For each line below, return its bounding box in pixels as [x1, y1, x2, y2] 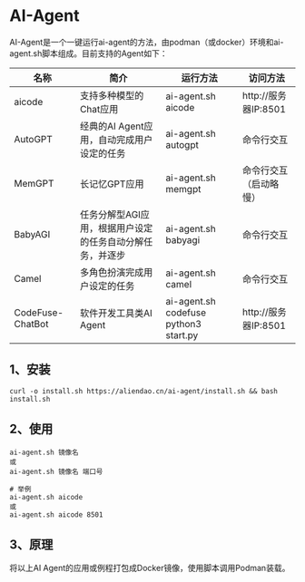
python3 [165, 317, 202, 330]
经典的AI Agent [80, 120, 144, 132]
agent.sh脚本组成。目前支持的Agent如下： [9, 47, 168, 59]
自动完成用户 [98, 133, 153, 146]
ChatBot [14, 317, 49, 330]
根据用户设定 [98, 221, 153, 234]
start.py [165, 328, 199, 341]
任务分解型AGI [80, 208, 141, 220]
